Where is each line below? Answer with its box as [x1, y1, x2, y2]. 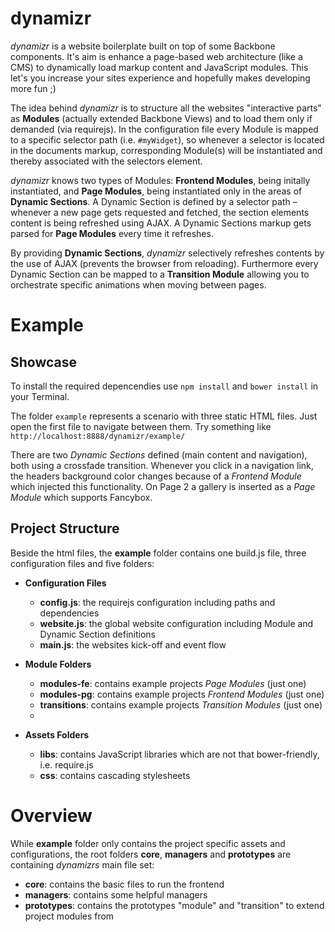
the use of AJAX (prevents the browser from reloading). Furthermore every [10, 257, 319, 269]
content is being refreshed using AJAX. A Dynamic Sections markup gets [10, 217, 312, 229]
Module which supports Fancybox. [10, 491, 153, 503]
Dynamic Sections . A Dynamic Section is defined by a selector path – [10, 195, 298, 207]
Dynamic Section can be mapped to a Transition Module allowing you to [10, 268, 310, 280]
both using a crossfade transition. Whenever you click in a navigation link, [10, 459, 314, 471]
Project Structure [10, 520, 120, 537]
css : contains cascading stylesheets [39, 769, 191, 781]
